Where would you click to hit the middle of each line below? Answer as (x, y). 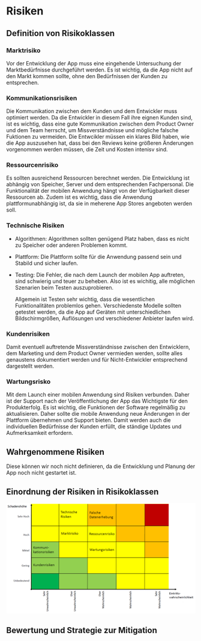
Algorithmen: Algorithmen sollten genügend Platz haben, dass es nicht (102, 238)
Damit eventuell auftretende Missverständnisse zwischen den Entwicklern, (98, 347)
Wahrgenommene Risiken (55, 452)
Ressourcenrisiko (32, 165)
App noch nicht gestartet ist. (41, 473)
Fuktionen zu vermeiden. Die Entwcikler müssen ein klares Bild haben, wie (98, 137)
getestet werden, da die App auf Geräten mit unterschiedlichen (93, 312)
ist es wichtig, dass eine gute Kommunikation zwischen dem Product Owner (100, 124)
